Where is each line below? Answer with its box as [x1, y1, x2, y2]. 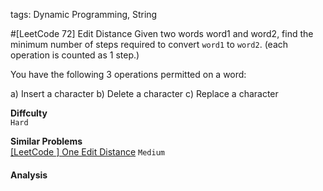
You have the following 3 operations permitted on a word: [10, 69, 247, 80]
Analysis [10, 169, 48, 181]
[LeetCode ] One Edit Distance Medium [10, 146, 165, 158]
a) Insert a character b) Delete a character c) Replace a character [10, 88, 279, 99]
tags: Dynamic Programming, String [10, 9, 158, 20]
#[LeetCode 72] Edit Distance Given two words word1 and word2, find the [10, 28, 314, 39]
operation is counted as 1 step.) [10, 49, 140, 61]
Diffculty [10, 107, 48, 119]
